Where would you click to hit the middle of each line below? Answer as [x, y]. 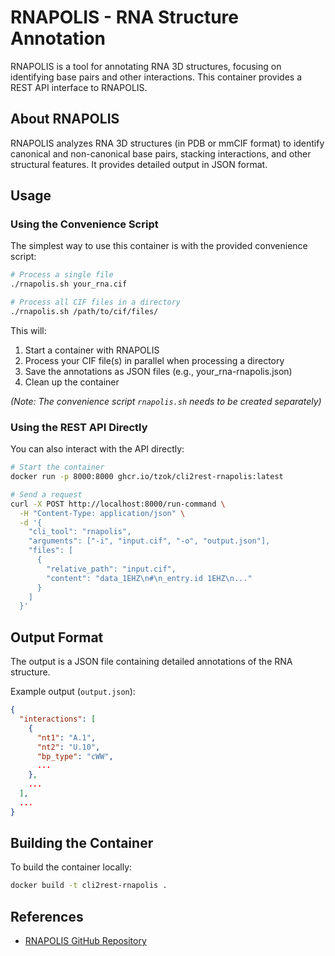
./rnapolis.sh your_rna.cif [69, 284]
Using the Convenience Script [84, 224]
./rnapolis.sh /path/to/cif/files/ [84, 312]
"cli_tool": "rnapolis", [80, 532]
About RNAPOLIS [65, 119]
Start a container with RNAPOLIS [92, 350]
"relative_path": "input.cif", [111, 569]
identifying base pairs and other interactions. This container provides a [156, 77]
